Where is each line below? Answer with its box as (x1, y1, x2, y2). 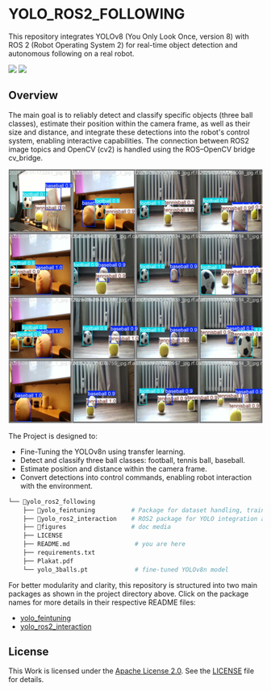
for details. (8, 675, 44, 685)
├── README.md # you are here (23, 540, 186, 548)
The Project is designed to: (8, 431, 98, 440)
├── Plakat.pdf (23, 557, 74, 565)
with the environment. (19, 481, 93, 490)
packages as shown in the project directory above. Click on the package (8, 589, 249, 598)
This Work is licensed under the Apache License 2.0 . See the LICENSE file (8, 666, 255, 676)
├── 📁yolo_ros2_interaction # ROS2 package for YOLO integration (23, 514, 258, 522)
